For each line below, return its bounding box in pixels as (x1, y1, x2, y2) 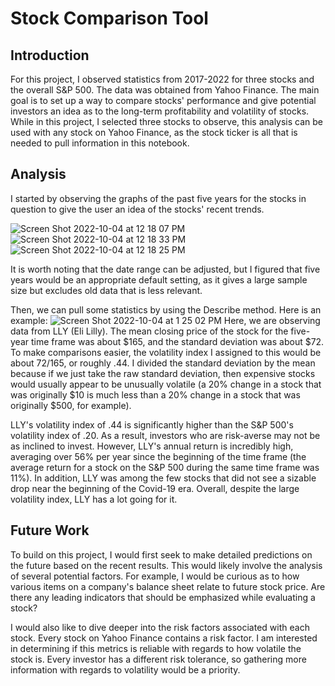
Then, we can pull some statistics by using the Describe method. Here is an (10, 303, 322, 316)
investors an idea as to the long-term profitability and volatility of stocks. (10, 105, 310, 117)
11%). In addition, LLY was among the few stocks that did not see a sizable (10, 472, 317, 484)
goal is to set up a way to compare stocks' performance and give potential (10, 95, 317, 106)
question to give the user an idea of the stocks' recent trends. (10, 203, 265, 215)
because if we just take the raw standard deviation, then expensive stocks (10, 367, 316, 379)
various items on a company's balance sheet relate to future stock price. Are (10, 580, 326, 592)
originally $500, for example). (10, 399, 132, 411)
